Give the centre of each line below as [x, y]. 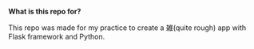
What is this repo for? [45, 11]
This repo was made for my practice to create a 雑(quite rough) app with [127, 28]
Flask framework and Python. [57, 36]
